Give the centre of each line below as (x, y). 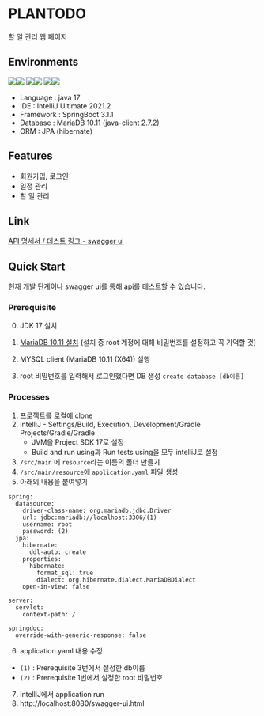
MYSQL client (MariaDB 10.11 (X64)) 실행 (85, 359)
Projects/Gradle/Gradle (57, 433)
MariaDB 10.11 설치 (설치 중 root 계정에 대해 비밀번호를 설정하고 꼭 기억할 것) (138, 343)
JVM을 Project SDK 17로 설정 (77, 442)
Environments (43, 62)
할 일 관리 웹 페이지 (38, 36)
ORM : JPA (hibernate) (56, 131)
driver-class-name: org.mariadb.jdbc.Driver (97, 510)
